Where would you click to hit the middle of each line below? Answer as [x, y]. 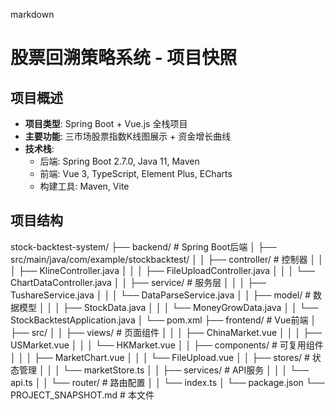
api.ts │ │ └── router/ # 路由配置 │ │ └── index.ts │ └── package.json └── [167, 382]
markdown [32, 14]
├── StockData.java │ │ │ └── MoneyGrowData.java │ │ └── [190, 307]
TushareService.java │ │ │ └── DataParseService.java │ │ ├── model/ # [161, 295]
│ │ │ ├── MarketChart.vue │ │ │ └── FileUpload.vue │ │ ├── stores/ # [160, 357]
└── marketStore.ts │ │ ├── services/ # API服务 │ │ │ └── [186, 370]
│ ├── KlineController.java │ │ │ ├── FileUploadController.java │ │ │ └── [162, 270]
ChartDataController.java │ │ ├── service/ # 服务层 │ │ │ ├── [138, 282]
